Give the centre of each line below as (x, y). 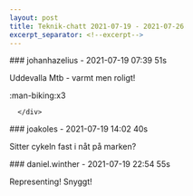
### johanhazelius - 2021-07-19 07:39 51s (88, 61)
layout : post (34, 18)
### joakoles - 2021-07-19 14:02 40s (78, 129)
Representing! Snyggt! (51, 181)
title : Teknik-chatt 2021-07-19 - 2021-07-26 (96, 26)
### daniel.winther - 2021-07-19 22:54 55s (90, 164)
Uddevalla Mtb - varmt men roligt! (72, 78)
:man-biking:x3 (38, 95)
